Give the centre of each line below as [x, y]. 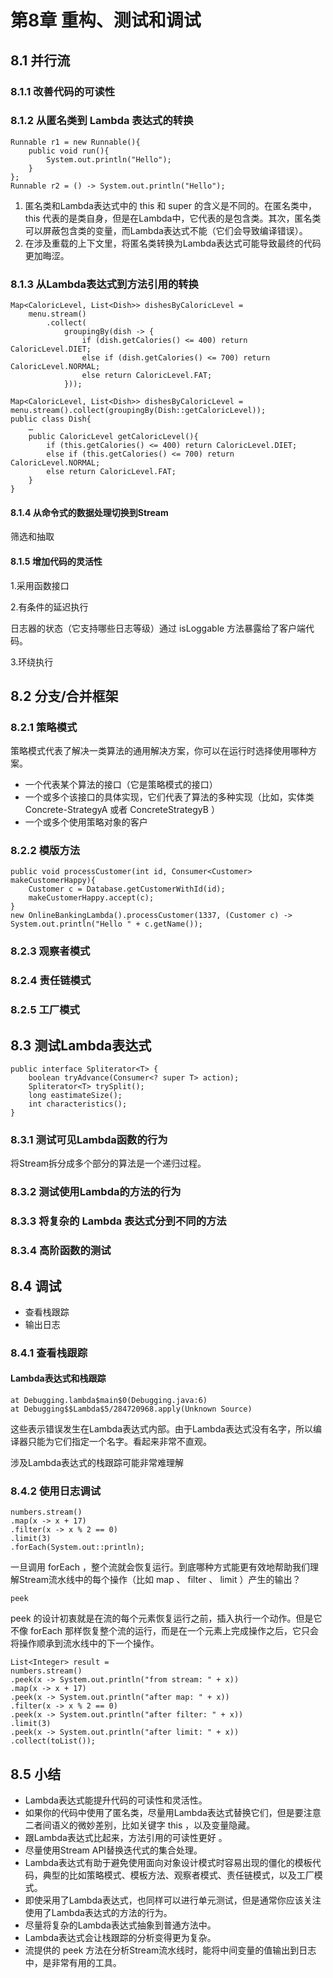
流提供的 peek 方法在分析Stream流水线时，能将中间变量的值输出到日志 [170, 1950]
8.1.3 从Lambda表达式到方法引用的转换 [104, 284]
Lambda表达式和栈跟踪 [58, 1378]
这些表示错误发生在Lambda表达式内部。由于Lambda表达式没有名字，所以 [162, 1429]
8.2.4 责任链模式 [51, 981]
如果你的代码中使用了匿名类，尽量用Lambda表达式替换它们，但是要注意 [173, 1813]
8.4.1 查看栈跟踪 [49, 1353]
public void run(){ [69, 151]
